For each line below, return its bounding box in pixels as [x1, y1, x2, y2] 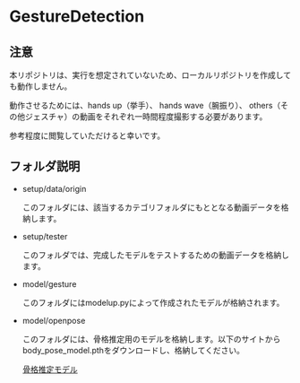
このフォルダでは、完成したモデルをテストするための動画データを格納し [21, 249, 289, 260]
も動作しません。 [9, 81, 73, 91]
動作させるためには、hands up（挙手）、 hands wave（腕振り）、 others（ [9, 100, 281, 110]
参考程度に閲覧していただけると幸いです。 [9, 130, 166, 141]
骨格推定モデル [21, 363, 78, 374]
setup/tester [21, 231, 68, 241]
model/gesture [21, 278, 77, 289]
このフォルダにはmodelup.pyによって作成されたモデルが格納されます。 [21, 297, 285, 308]
